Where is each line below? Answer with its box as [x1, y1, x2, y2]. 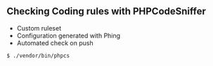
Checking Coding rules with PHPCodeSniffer [6, 6, 207, 17]
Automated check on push [16, 38, 93, 47]
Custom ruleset [16, 24, 61, 32]
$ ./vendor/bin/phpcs [6, 52, 70, 59]
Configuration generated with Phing [16, 31, 121, 40]
